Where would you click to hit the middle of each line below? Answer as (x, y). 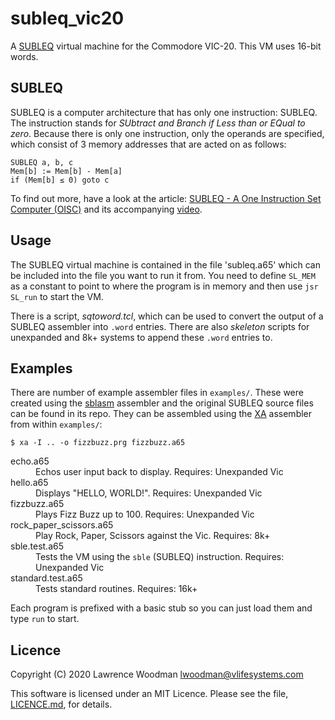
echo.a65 (30, 461)
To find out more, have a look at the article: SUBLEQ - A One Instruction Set (166, 198)
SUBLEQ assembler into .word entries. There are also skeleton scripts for (160, 326)
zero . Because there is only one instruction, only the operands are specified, (167, 133)
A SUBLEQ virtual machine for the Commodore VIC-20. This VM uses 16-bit (166, 46)
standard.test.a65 (46, 578)
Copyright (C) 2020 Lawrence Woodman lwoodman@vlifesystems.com (157, 674)
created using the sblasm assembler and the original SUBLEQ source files (162, 403)
